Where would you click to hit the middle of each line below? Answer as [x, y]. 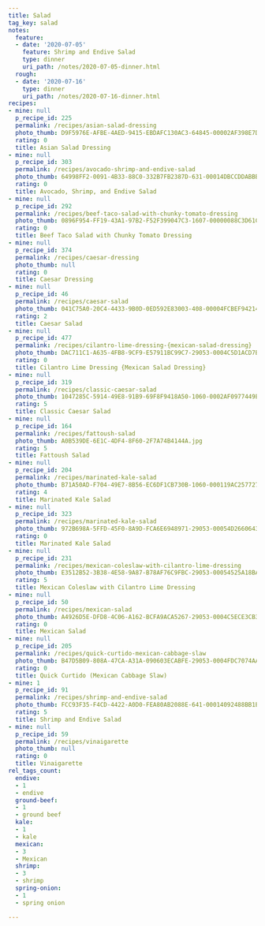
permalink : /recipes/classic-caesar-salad [86, 390]
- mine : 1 [24, 683]
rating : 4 [31, 492]
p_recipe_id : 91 [42, 690]
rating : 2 [31, 316]
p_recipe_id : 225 [44, 118]
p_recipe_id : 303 [44, 162]
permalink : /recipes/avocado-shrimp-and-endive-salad [105, 170]
